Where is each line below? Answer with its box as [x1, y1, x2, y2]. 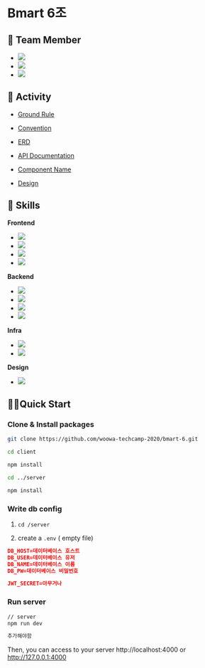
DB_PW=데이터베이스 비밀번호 [7, 567, 79, 575]
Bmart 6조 [7, 5, 67, 21]
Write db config [7, 504, 62, 514]
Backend [7, 272, 34, 280]
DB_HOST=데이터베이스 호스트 [7, 547, 80, 554]
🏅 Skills [7, 199, 40, 212]
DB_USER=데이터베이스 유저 [7, 554, 75, 561]
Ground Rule [17, 110, 55, 118]
